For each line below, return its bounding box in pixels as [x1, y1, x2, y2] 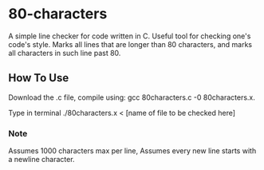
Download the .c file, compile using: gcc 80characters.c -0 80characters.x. [8, 93, 255, 102]
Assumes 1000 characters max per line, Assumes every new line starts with [8, 146, 257, 156]
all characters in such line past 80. [8, 48, 121, 57]
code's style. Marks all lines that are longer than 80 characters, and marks [8, 39, 253, 49]
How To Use [8, 71, 69, 85]
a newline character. [8, 155, 75, 164]
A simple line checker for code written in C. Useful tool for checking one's [8, 31, 251, 41]
